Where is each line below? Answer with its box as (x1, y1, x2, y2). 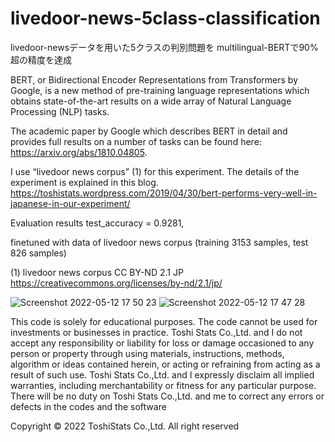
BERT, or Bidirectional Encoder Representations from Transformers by (10, 73, 299, 86)
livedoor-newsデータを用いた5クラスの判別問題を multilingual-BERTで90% (10, 41, 319, 53)
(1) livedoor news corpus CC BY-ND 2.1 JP (10, 266, 184, 278)
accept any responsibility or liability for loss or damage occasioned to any (10, 337, 315, 349)
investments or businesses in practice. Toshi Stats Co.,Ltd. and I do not (10, 326, 303, 338)
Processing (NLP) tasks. (10, 105, 110, 117)
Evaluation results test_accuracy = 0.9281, (10, 217, 185, 229)
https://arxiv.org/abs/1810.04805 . (10, 146, 148, 158)
